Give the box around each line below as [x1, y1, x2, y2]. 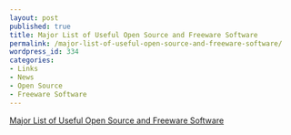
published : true [9, 22, 71, 31]
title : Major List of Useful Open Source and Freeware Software [9, 30, 258, 39]
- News [9, 73, 35, 82]
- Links [9, 65, 39, 74]
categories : [9, 56, 55, 65]
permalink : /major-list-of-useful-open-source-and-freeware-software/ [9, 38, 283, 48]
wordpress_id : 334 [9, 47, 79, 57]
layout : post [9, 13, 59, 23]
